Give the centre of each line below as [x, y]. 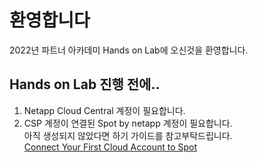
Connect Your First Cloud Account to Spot [110, 147]
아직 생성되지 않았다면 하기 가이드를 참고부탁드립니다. [128, 135]
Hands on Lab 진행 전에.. [85, 84]
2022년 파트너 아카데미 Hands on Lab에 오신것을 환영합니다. [129, 50]
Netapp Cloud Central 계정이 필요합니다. [104, 110]
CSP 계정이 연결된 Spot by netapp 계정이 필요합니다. [128, 123]
